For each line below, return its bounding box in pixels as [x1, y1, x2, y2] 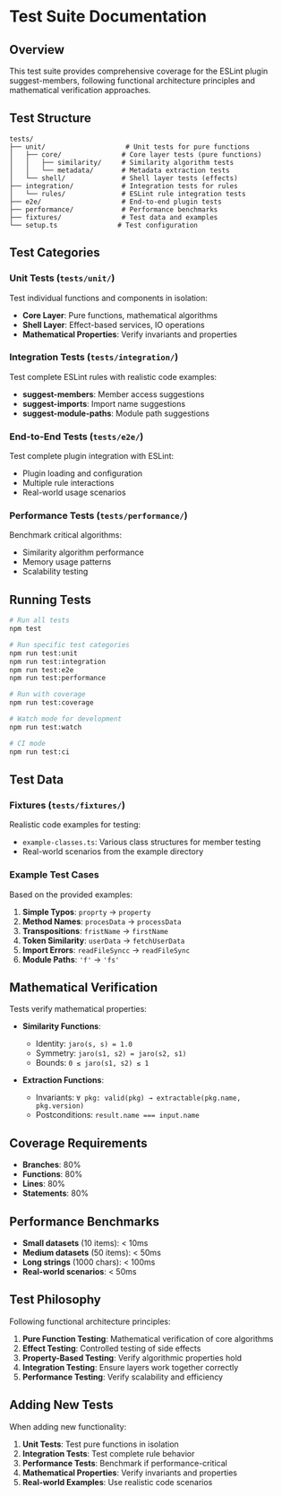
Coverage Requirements [9, 1136, 148, 1151]
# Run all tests [9, 616, 70, 625]
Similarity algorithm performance [21, 547, 145, 558]
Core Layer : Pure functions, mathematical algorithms [21, 309, 218, 320]
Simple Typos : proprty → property [21, 906, 151, 917]
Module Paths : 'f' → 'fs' [21, 954, 120, 964]
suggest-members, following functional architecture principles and [9, 75, 255, 86]
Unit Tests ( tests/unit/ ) [9, 272, 115, 284]
